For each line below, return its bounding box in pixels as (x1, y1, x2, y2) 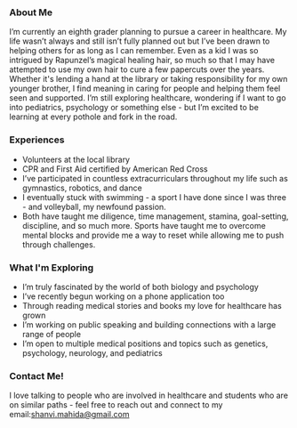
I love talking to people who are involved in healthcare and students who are (9, 390, 289, 401)
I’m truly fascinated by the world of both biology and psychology (21, 281, 260, 292)
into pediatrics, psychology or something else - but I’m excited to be (9, 102, 260, 113)
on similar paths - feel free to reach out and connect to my (9, 400, 223, 410)
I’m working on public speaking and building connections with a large (21, 319, 277, 330)
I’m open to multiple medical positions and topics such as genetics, (21, 338, 269, 349)
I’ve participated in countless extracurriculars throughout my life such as (21, 173, 289, 183)
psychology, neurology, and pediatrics (21, 347, 163, 358)
